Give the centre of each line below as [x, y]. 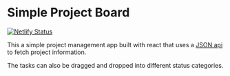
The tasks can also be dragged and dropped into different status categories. [115, 65]
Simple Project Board [69, 13]
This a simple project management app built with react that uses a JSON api [115, 45]
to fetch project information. [47, 52]
